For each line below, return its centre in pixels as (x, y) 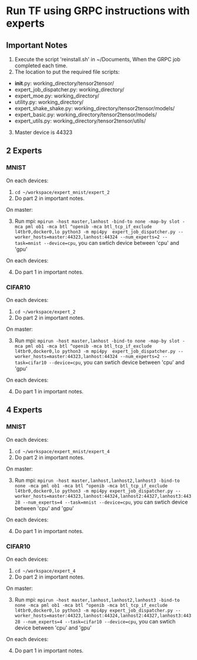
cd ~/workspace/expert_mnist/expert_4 (62, 452)
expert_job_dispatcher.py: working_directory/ (69, 89)
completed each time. (41, 65)
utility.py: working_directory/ (49, 102)
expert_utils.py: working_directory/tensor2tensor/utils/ (80, 121)
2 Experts (24, 151)
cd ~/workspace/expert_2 (45, 312)
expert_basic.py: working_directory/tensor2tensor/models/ (86, 114)
